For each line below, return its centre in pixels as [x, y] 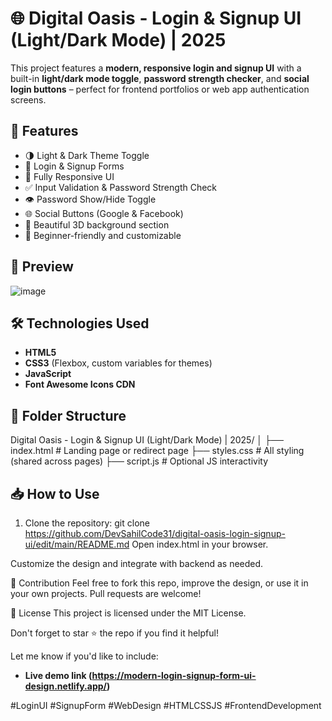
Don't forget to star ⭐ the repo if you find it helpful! [114, 633]
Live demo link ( [58, 675]
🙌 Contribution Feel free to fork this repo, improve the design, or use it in [159, 583]
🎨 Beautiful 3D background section [97, 224]
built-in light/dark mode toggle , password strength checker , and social [160, 78]
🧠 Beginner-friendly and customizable [103, 235]
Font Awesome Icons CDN [80, 384]
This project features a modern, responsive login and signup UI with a [156, 68]
